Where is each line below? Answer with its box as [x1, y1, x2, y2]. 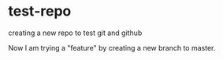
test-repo [8, 2, 72, 20]
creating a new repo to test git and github [8, 28, 143, 37]
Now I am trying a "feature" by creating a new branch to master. [8, 43, 216, 52]
